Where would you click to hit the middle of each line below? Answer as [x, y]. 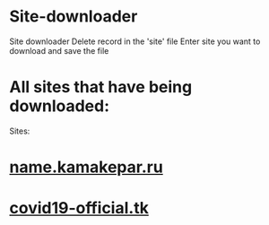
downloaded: [60, 106]
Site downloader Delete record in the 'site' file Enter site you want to [135, 41]
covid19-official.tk [79, 208]
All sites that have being [101, 87]
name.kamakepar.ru [86, 167]
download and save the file [59, 50]
